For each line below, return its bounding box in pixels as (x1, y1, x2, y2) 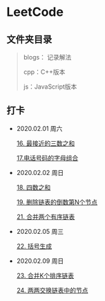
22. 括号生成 (16, 241, 52, 250)
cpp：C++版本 (23, 68, 66, 76)
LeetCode (6, 4, 64, 20)
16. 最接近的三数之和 (16, 139, 75, 147)
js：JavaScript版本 (23, 82, 77, 91)
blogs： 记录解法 (23, 53, 72, 61)
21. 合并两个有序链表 (16, 212, 75, 221)
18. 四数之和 (16, 183, 51, 191)
